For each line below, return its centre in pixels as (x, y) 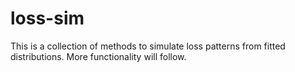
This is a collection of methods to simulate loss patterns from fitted (148, 46)
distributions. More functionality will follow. (98, 56)
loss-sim (47, 18)
